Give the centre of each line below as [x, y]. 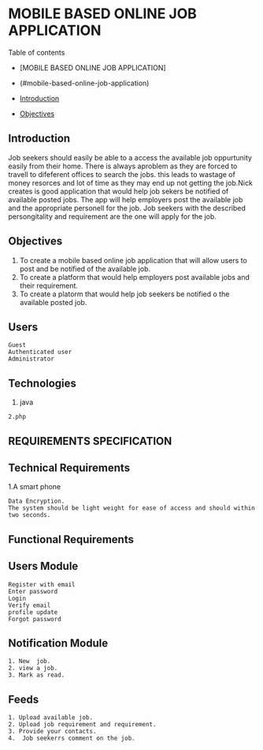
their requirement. [49, 285]
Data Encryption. [37, 501]
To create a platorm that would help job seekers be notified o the [124, 294]
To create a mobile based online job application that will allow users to [133, 260]
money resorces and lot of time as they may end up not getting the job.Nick [131, 183]
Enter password [33, 591]
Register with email [42, 584]
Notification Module [58, 643]
